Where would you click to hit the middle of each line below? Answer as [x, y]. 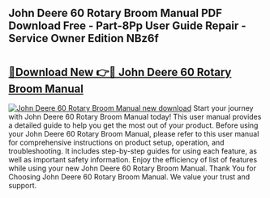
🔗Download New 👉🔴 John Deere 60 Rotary [120, 72]
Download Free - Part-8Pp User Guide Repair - [127, 26]
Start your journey [223, 108]
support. [23, 185]
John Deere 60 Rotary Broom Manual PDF [116, 13]
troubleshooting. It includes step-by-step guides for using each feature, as [133, 151]
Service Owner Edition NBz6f [84, 38]
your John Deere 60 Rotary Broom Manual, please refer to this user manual [134, 134]
